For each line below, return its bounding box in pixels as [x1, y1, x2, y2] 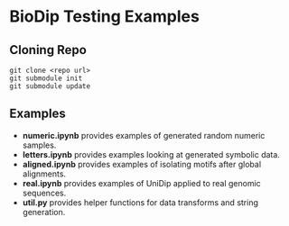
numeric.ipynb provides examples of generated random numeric [22, 130, 266, 140]
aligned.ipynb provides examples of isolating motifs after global [22, 158, 262, 169]
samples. [22, 140, 57, 150]
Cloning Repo [9, 42, 88, 58]
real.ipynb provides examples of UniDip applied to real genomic [22, 177, 262, 188]
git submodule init [9, 74, 83, 83]
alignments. [22, 168, 66, 179]
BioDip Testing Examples [9, 6, 200, 27]
